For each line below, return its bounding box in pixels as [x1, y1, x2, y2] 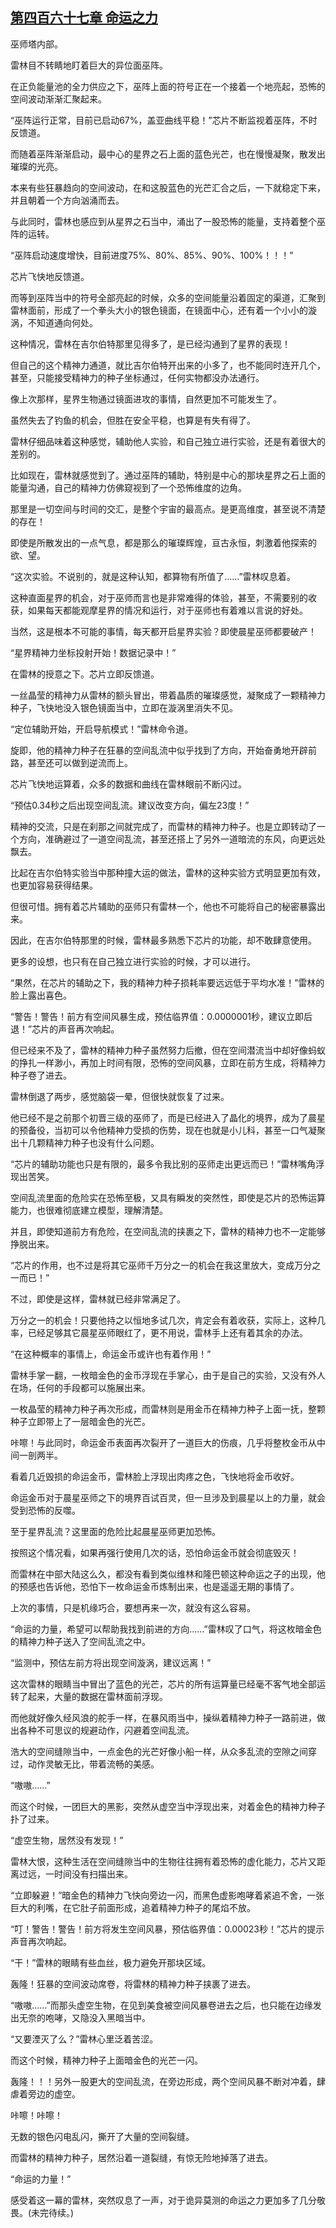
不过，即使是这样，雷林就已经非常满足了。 [10, 1293, 186, 1305]
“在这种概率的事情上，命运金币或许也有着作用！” [10, 1348, 212, 1360]
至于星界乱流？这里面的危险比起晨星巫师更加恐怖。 [10, 1525, 221, 1537]
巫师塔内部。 [10, 38, 63, 50]
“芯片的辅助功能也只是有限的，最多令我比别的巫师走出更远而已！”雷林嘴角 [10, 1158, 317, 1170]
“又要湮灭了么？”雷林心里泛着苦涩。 [10, 2033, 159, 2045]
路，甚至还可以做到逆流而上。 [10, 756, 133, 768]
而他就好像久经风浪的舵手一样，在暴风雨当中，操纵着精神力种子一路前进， [10, 1711, 317, 1723]
